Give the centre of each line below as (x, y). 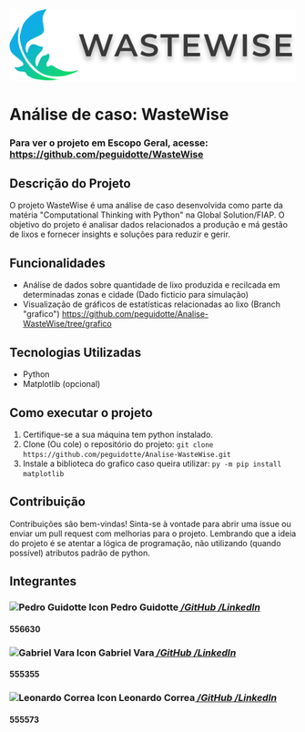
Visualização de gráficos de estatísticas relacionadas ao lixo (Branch (151, 304)
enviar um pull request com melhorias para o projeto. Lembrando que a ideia (153, 534)
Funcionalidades (58, 263)
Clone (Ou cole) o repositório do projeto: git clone (118, 444)
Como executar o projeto (81, 413)
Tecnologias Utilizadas (76, 352)
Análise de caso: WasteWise (119, 114)
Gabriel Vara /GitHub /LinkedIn (168, 653)
